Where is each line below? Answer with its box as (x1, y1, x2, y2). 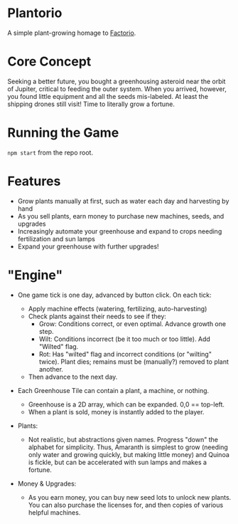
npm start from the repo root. (7, 148, 94, 157)
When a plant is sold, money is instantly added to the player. (28, 407, 205, 416)
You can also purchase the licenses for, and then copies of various (28, 501, 224, 509)
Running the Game (7, 125, 119, 141)
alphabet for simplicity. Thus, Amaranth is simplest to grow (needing (28, 443, 229, 451)
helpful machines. (28, 508, 81, 517)
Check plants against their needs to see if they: (28, 312, 167, 320)
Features (7, 173, 61, 189)
